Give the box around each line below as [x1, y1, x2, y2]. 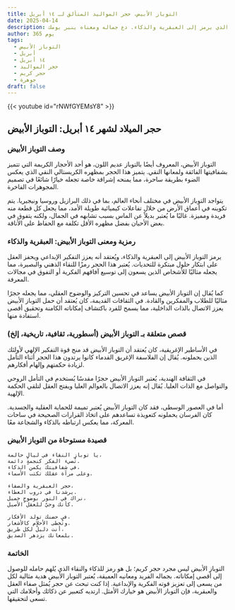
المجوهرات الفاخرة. [7, 182, 59, 191]
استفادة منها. [7, 311, 41, 320]
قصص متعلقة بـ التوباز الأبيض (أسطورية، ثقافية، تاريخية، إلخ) [7, 329, 187, 339]
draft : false [7, 83, 46, 90]
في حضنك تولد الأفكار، [7, 513, 71, 520]
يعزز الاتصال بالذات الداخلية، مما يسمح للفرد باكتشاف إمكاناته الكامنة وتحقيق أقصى [7, 304, 224, 312]
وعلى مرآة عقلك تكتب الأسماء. [7, 470, 93, 477]
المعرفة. [7, 275, 30, 284]
